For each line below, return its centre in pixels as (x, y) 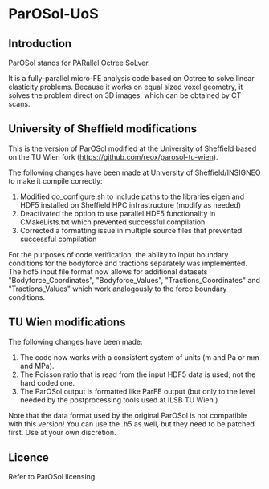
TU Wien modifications (67, 323)
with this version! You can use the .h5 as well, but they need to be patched (131, 424)
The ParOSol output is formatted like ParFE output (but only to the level (137, 391)
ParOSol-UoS (53, 14)
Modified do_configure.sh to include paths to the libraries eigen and (132, 196)
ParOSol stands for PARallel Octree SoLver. (79, 63)
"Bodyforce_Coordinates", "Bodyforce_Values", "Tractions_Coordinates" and (134, 280)
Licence (29, 458)
